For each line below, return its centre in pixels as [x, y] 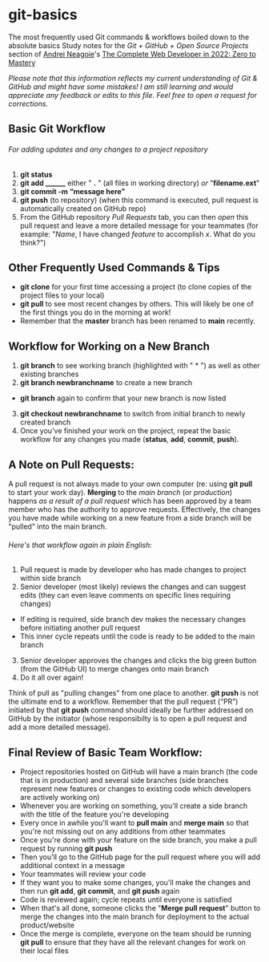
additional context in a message [72, 865]
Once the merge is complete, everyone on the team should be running [136, 933]
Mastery [22, 63]
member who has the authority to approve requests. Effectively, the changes [134, 509]
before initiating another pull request [80, 628]
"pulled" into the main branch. [58, 526]
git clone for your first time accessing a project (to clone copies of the [136, 287]
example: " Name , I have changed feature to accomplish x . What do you [138, 233]
